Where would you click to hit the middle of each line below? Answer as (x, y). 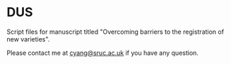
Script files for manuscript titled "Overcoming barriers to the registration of (115, 32)
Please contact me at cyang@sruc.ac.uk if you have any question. (103, 53)
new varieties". (28, 39)
